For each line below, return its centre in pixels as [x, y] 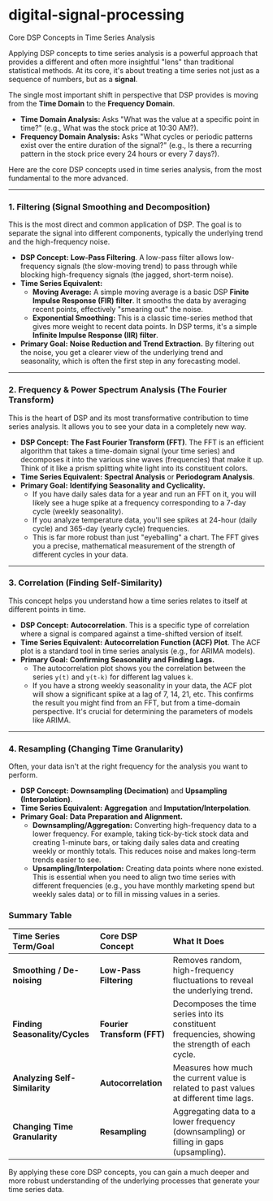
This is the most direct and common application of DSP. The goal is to [125, 224]
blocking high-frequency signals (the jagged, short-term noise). [127, 275]
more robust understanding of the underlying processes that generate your [134, 1181]
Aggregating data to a [214, 1112]
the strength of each [212, 1044]
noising [27, 981]
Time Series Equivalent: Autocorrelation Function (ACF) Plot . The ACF [141, 642]
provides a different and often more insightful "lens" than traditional [121, 62]
